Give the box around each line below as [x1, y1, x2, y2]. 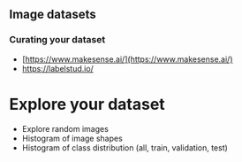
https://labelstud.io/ [21, 63, 95, 73]
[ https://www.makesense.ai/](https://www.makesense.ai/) [21, 53, 233, 65]
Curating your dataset [9, 34, 106, 46]
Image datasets [9, 7, 96, 22]
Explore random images [21, 123, 109, 134]
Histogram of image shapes [21, 133, 124, 143]
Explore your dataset [9, 94, 165, 114]
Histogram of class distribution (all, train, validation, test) [21, 142, 228, 153]
